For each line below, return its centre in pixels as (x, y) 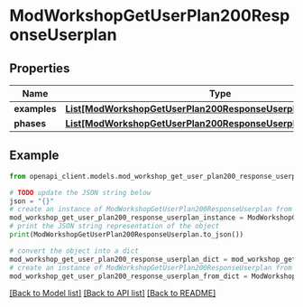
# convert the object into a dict (74, 251)
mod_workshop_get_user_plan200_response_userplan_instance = (127, 218)
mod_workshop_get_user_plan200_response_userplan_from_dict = (129, 276)
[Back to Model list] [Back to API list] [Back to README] (113, 293)
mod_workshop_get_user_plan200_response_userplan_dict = (119, 259)
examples (35, 109)
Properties (40, 68)
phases (30, 123)
